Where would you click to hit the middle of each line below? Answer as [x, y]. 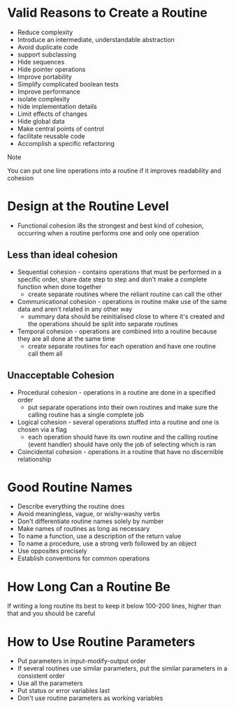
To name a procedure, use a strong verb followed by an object [107, 543]
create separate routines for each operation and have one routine [122, 346]
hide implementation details [57, 106]
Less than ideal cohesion [63, 255]
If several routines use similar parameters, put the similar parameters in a [122, 668]
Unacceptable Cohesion [61, 375]
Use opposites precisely [52, 551]
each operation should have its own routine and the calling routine [123, 437]
